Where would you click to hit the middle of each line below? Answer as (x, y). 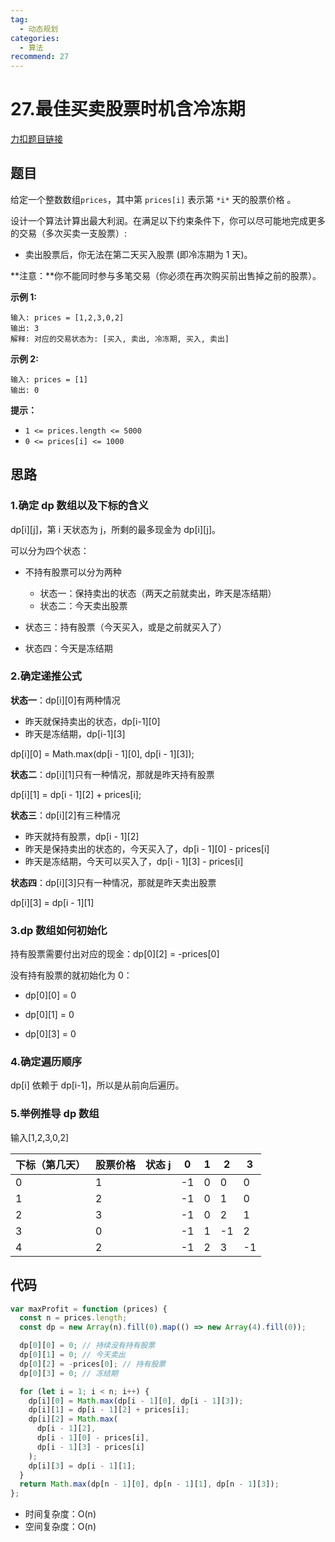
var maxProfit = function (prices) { (89, 1309)
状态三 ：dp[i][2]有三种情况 (65, 815)
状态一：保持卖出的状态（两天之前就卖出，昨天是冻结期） (158, 593)
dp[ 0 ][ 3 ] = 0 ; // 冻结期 (68, 1373)
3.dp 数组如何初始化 (59, 930)
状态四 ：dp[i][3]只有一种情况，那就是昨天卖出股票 (113, 882)
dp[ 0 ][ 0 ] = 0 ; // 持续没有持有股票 (87, 1346)
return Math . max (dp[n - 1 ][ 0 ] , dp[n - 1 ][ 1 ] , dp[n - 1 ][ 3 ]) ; (149, 1484)
